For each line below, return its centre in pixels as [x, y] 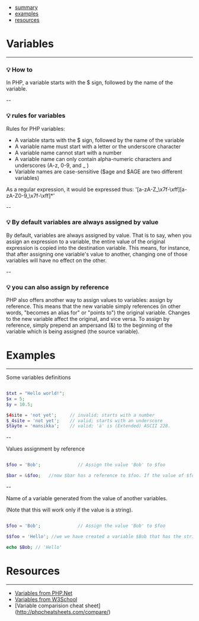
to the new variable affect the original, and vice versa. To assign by [88, 319]
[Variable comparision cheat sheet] [57, 606]
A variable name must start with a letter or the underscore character [98, 146]
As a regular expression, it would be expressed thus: [70, 189]
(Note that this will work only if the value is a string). [70, 510]
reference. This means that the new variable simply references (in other [94, 307]
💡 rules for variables [36, 115]
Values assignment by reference [45, 449]
